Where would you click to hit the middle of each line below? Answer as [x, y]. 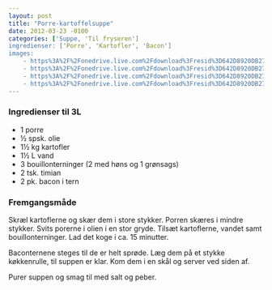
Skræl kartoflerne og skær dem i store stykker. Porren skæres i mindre [126, 220]
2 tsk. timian [40, 173]
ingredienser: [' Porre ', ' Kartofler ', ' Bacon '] [90, 46]
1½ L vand [37, 156]
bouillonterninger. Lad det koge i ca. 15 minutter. [89, 237]
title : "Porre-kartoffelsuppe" [61, 23]
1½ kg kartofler [45, 147]
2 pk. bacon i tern [49, 181]
